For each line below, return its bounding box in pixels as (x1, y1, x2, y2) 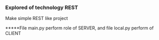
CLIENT (5, 30, 21, 36)
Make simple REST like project (5, 15, 68, 21)
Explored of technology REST (5, 4, 78, 11)
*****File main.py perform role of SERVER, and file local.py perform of (5, 25, 154, 31)
